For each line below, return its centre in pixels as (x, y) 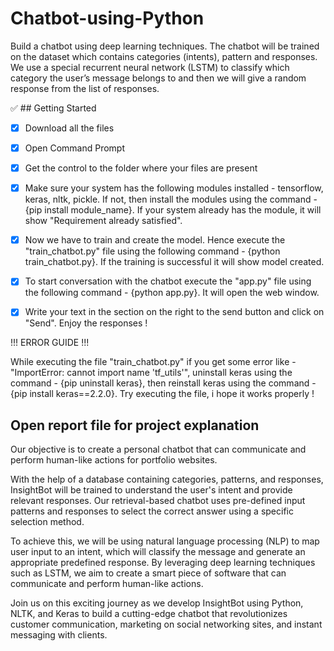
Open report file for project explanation (135, 425)
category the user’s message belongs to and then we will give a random (158, 78)
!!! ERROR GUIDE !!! (50, 343)
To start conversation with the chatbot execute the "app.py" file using (168, 281)
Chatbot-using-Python (107, 18)
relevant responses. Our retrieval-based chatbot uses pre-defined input (158, 501)
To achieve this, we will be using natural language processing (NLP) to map (165, 541)
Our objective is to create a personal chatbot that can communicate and (158, 449)
